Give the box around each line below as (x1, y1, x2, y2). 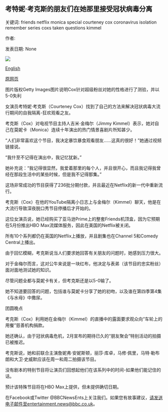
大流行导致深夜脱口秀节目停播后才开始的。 (5, 205, 93, 211)
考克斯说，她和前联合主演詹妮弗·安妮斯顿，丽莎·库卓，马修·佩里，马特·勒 (5, 350, 155, 356)
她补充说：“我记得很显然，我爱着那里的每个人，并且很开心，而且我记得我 (5, 165, 157, 171)
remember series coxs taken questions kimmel (5, 25, 102, 31)
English (5, 65, 21, 71)
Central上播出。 (5, 239, 38, 245)
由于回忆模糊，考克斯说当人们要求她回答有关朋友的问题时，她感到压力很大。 (5, 250, 163, 256)
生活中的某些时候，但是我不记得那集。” (22, 171, 102, 177)
